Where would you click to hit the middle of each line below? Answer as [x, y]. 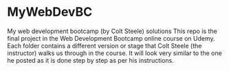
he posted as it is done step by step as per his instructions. [90, 60]
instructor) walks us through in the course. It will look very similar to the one [115, 53]
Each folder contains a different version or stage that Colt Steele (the [105, 45]
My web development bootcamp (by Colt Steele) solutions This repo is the [112, 31]
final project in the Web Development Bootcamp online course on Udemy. [111, 38]
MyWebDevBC [50, 12]
